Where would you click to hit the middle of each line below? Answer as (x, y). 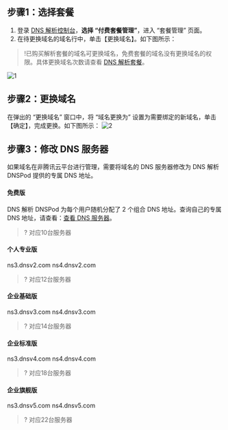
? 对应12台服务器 (48, 279)
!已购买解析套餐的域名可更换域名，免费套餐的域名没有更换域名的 (115, 53)
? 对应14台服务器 (48, 326)
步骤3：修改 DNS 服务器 (58, 149)
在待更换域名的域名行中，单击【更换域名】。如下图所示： (97, 38)
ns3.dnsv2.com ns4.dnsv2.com (51, 265)
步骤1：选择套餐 (41, 12)
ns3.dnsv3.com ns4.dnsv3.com (51, 312)
